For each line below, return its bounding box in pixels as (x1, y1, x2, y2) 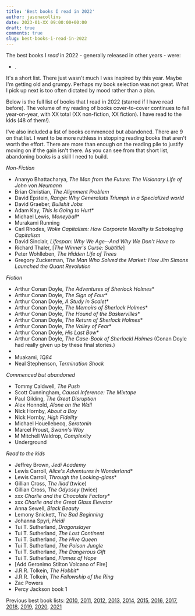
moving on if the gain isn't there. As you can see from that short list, (6, 147, 169, 154)
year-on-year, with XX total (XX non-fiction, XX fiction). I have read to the (6, 111, 182, 118)
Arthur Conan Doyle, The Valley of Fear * (14, 323, 112, 329)
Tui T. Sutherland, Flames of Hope (14, 555, 97, 562)
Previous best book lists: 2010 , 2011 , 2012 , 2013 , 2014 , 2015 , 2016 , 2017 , (6, 597, 178, 604)
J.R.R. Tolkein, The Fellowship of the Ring (14, 573, 114, 580)
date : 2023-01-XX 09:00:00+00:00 (6, 19, 87, 25)
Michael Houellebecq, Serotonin (14, 420, 92, 427)
